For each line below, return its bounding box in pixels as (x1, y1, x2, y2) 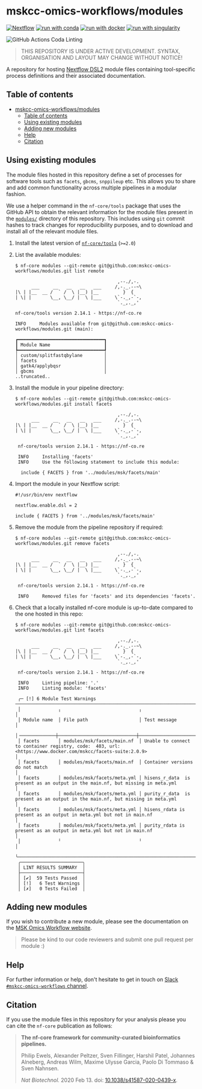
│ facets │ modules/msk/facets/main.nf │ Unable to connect (17, 737, 191, 744)
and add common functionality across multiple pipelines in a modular (6, 184, 177, 191)
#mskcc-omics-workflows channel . (6, 982, 88, 990)
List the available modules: (14, 251, 81, 258)
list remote (74, 268, 105, 274)
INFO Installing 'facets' (17, 453, 94, 459)
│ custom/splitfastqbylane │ (14, 352, 107, 358)
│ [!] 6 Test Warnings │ (17, 880, 85, 886)
